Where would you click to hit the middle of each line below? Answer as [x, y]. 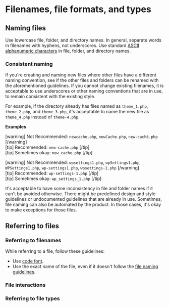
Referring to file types [33, 298]
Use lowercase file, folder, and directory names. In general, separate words [83, 40]
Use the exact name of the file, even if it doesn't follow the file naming [85, 266]
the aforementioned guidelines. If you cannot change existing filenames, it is [84, 86]
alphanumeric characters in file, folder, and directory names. [68, 51]
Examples [16, 127]
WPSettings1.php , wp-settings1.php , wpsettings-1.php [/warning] [72, 168]
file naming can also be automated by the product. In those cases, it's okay [83, 205]
